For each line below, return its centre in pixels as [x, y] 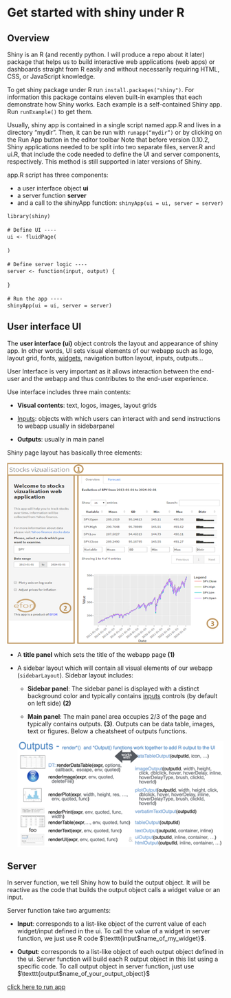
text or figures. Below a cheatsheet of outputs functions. [107, 731]
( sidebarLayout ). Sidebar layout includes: [75, 675]
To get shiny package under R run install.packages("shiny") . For [101, 90]
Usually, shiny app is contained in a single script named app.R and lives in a [114, 125]
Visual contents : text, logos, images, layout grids [87, 405]
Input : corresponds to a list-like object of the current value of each [112, 924]
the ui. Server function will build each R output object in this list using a [118, 959]
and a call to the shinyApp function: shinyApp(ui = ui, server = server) [120, 203]
